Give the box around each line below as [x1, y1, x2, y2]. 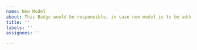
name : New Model [6, 8, 46, 15]
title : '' [6, 19, 30, 25]
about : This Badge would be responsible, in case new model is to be [6, 14, 180, 20]
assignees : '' [6, 30, 41, 36]
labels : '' [6, 24, 33, 31]
